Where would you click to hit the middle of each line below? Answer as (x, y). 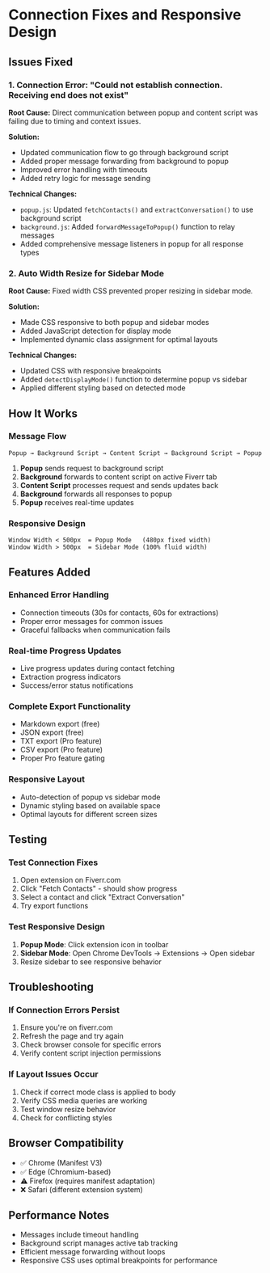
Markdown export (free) (60, 724)
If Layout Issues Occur (53, 1074)
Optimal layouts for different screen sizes (89, 814)
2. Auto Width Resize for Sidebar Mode (86, 273)
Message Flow (38, 436)
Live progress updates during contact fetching (97, 668)
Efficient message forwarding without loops (93, 1252)
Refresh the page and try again (72, 1036)
